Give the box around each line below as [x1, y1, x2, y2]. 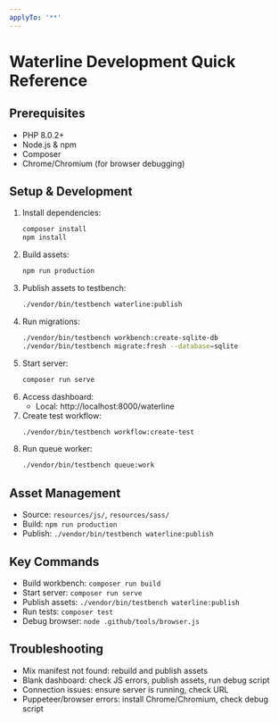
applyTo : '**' [9, 12, 62, 22]
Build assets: [21, 249, 70, 260]
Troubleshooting [9, 642, 104, 657]
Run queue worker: [21, 444, 93, 454]
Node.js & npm [21, 139, 78, 150]
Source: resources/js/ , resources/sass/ [21, 510, 170, 520]
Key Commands [9, 554, 100, 569]
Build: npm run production [21, 519, 118, 529]
